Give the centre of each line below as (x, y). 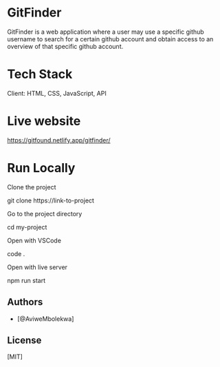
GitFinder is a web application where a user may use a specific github (106, 32)
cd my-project (27, 227)
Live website (44, 121)
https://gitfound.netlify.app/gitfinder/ (59, 140)
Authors (25, 302)
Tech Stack (40, 74)
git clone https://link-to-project (51, 200)
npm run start (26, 280)
